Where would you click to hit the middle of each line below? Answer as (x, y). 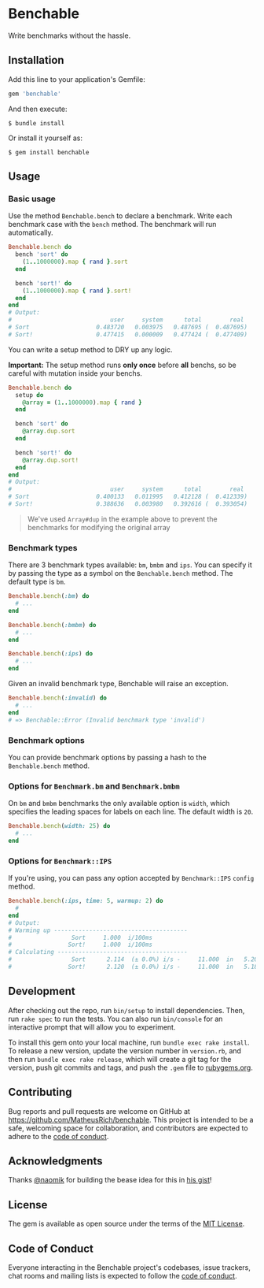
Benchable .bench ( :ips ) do (50, 654)
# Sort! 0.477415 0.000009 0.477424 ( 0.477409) (128, 334)
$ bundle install (37, 123)
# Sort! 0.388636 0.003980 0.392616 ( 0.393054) (128, 504)
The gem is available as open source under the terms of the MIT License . (126, 1224)
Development (42, 991)
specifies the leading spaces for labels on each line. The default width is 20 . (131, 811)
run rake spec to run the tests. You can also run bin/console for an (115, 1019)
